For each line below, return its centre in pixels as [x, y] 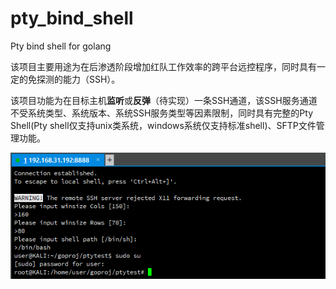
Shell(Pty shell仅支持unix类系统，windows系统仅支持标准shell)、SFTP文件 [163, 125]
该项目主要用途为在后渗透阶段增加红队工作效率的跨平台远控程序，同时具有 [163, 66]
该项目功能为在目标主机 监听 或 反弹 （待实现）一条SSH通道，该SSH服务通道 [164, 100]
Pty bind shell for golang [61, 46]
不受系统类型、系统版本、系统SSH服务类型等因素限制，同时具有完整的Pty [162, 113]
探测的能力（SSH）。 [78, 79]
